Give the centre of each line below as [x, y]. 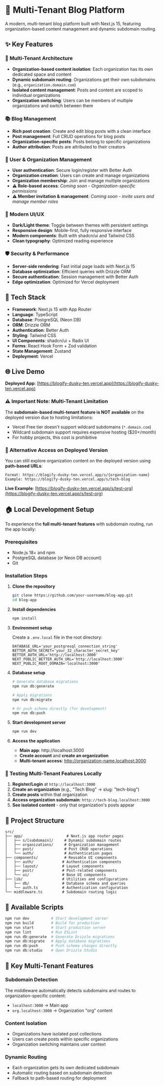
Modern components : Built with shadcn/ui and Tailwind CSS [73, 235]
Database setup [29, 673]
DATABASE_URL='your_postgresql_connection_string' [65, 646]
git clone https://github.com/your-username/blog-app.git [72, 596]
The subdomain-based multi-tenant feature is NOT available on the [75, 412]
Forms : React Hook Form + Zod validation [54, 345]
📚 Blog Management [31, 118]
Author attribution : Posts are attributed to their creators [69, 146]
